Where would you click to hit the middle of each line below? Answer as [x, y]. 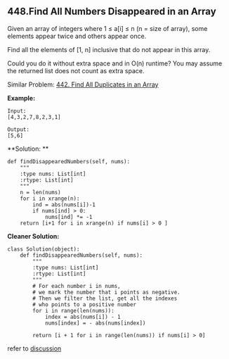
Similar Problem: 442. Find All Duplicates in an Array [83, 84]
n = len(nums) [40, 192]
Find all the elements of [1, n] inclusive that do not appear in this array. [109, 49]
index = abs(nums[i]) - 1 [83, 317]
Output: [19, 130]
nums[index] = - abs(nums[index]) [95, 323]
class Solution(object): [44, 249]
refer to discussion [34, 348]
